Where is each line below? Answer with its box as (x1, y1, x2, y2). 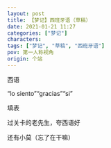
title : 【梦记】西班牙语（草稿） (7, 17, 92, 24)
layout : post (7, 10, 45, 17)
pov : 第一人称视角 (7, 49, 54, 56)
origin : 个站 (7, 56, 43, 63)
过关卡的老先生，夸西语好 (7, 118, 80, 126)
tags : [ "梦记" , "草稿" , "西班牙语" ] (7, 42, 105, 49)
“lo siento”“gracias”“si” (7, 89, 73, 97)
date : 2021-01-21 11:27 (7, 23, 76, 30)
